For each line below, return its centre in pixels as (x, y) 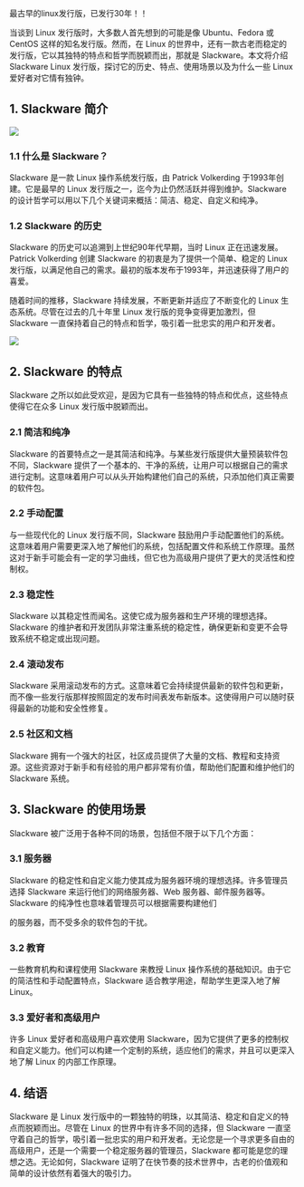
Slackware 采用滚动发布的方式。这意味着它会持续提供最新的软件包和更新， (149, 686)
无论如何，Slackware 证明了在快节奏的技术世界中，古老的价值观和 (164, 1162)
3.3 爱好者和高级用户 (55, 1018)
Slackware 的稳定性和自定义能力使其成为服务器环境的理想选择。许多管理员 (149, 880)
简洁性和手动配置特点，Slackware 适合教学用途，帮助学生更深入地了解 (148, 980)
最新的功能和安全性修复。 (65, 709)
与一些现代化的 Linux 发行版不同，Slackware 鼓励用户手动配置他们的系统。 (149, 535)
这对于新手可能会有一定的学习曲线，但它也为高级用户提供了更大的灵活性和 (148, 557)
